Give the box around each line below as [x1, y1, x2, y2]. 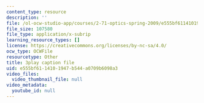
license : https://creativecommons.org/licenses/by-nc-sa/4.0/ [6, 43, 167, 49]
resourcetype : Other [6, 54, 59, 60]
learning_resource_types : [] [6, 37, 80, 43]
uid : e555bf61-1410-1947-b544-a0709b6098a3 [6, 65, 118, 71]
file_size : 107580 [6, 25, 53, 32]
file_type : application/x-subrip [6, 32, 91, 38]
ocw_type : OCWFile [6, 48, 53, 55]
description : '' [6, 15, 47, 21]
